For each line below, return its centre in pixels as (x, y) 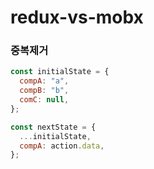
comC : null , (44, 100)
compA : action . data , (62, 146)
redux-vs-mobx (77, 17)
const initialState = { (60, 72)
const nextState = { (53, 127)
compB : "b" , (44, 91)
